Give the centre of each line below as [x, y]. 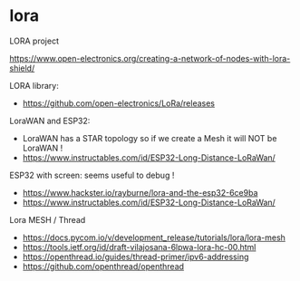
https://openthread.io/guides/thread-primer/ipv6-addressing [135, 257]
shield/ [22, 68]
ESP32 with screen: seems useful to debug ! [92, 175]
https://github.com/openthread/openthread [103, 266]
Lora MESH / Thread [48, 219]
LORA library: [34, 85]
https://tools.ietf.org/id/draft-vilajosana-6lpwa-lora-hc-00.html [139, 247]
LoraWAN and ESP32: [50, 121]
